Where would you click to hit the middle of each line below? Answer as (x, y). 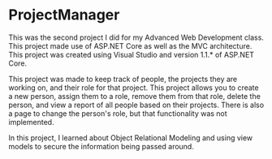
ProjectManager (64, 15)
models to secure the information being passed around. (101, 146)
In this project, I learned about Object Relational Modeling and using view (131, 138)
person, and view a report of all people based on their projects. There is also (136, 105)
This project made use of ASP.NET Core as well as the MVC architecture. (130, 45)
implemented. (31, 122)
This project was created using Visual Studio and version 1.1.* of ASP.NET (131, 54)
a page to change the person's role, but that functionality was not (118, 113)
